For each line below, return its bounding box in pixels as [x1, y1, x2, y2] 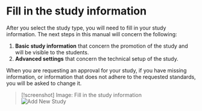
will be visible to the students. [14, 48, 89, 55]
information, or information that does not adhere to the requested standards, [6, 73, 196, 80]
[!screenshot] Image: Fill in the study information [21, 91, 142, 98]
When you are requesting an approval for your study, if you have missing [6, 66, 187, 74]
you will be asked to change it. [6, 80, 82, 87]
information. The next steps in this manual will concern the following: [6, 30, 177, 37]
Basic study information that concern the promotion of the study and [14, 42, 188, 49]
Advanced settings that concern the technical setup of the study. [14, 55, 179, 62]
